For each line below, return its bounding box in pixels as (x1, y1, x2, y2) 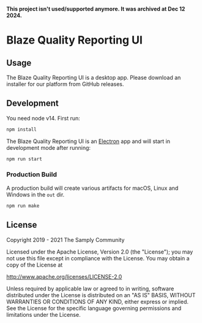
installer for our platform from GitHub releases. (6, 80, 124, 88)
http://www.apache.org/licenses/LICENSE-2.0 (6, 273, 122, 280)
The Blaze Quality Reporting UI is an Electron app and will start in (6, 138, 170, 145)
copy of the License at (6, 261, 63, 268)
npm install (6, 126, 37, 133)
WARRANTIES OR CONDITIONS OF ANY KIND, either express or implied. (6, 298, 189, 305)
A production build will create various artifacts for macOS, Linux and (6, 184, 179, 192)
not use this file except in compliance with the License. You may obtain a (6, 254, 190, 262)
